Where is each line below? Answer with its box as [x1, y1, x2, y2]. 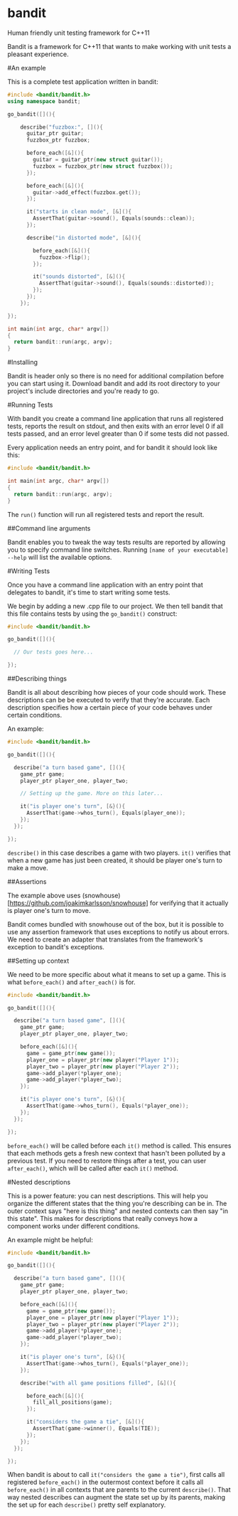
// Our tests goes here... [13, 648, 94, 656]
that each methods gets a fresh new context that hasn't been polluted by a [7, 1148, 226, 1157]
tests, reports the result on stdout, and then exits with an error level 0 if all [7, 422, 224, 431]
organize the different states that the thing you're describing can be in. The [7, 1199, 227, 1207]
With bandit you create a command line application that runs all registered [7, 415, 224, 423]
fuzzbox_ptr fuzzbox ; [26, 137, 91, 144]
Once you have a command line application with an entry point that [7, 580, 204, 589]
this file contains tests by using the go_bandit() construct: [7, 609, 178, 618]
